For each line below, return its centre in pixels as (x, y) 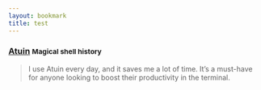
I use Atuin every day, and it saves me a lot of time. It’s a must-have (140, 68)
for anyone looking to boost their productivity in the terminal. (129, 77)
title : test (28, 23)
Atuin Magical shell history (55, 51)
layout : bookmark (38, 16)
